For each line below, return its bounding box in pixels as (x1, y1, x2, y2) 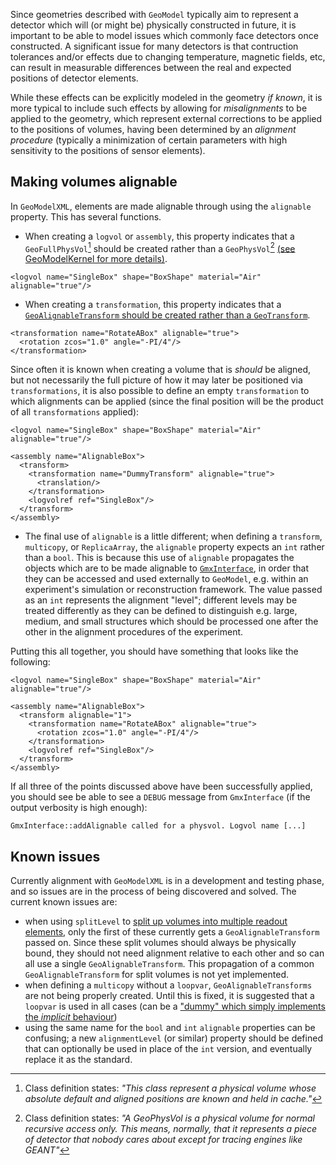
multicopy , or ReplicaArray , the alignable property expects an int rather (24, 541, 325, 553)
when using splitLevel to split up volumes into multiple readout (24, 915, 288, 928)
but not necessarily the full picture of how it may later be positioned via (10, 374, 303, 386)
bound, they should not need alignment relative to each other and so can (24, 947, 325, 959)
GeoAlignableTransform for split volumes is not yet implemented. (24, 969, 289, 981)
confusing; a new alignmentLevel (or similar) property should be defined (24, 1032, 323, 1044)
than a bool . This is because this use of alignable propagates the (24, 552, 295, 564)
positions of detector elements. (10, 72, 139, 84)
